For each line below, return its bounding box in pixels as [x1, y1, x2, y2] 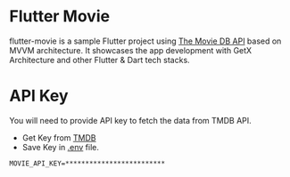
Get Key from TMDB [21, 132, 96, 143]
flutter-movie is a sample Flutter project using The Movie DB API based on [9, 36, 282, 46]
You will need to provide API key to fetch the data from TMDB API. [9, 115, 252, 125]
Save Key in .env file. [21, 141, 100, 152]
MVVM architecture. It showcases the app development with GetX [9, 44, 253, 55]
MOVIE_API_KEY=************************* [9, 158, 166, 168]
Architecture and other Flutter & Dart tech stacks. [9, 54, 190, 65]
